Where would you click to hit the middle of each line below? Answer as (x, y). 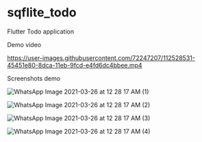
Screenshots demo (34, 78)
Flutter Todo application (40, 31)
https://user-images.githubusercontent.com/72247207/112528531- (101, 58)
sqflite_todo (42, 13)
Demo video (24, 44)
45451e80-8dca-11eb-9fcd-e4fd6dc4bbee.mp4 (75, 65)
